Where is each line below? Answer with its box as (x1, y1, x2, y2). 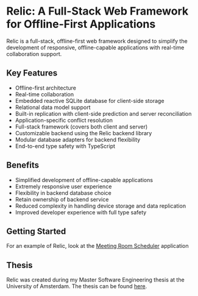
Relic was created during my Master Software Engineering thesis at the (6, 276, 185, 284)
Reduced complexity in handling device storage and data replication (15, 202, 186, 210)
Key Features (6, 68, 58, 79)
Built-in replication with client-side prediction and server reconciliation (15, 110, 192, 117)
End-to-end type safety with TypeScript (15, 142, 116, 150)
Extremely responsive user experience (15, 183, 112, 190)
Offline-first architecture (15, 84, 76, 91)
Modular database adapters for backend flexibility (15, 136, 141, 143)
